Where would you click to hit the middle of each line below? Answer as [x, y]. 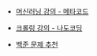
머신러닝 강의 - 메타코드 [52, 11]
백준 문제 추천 [37, 44]
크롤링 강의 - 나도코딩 [49, 28]
